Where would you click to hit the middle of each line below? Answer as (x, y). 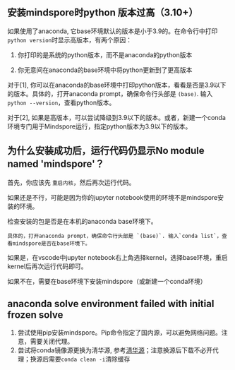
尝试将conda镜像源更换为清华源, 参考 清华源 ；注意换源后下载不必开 (115, 350)
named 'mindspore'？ (56, 164)
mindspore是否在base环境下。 (52, 243)
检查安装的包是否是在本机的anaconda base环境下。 (82, 221)
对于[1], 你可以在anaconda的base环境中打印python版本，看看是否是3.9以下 (117, 85)
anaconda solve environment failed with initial (111, 304)
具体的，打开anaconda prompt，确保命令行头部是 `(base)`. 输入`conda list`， (115, 236)
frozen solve (35, 315)
